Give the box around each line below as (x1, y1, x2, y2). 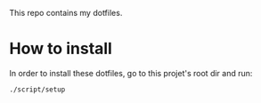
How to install (9, 39, 113, 59)
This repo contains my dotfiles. (9, 8, 123, 18)
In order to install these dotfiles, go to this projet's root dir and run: (9, 67, 253, 78)
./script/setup (9, 84, 66, 94)
